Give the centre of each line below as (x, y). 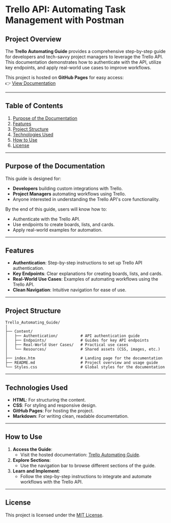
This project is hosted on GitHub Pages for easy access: (64, 77)
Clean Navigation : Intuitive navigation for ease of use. (69, 290)
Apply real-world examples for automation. (58, 230)
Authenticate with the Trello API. (46, 219)
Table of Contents (34, 106)
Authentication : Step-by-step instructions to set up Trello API (77, 263)
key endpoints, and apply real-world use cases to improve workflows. (78, 68)
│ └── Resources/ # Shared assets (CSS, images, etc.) (83, 350)
